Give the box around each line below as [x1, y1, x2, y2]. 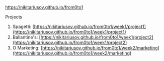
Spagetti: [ [12, 23, 34, 29]
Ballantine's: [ [12, 34, 41, 40]
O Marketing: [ [12, 45, 43, 50]
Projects [5, 14, 23, 19]
